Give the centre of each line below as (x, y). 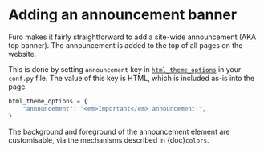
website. (22, 54)
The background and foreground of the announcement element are (119, 131)
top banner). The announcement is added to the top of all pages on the (126, 45)
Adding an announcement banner (123, 15)
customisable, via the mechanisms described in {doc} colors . (109, 140)
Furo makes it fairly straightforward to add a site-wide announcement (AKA (132, 37)
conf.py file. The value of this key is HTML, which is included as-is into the (132, 78)
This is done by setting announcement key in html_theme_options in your (125, 69)
